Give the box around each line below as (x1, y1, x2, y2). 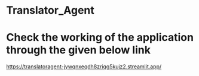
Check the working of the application (6, 31, 194, 45)
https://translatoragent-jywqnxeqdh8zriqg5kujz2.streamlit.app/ (6, 63, 162, 70)
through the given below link (6, 43, 151, 57)
